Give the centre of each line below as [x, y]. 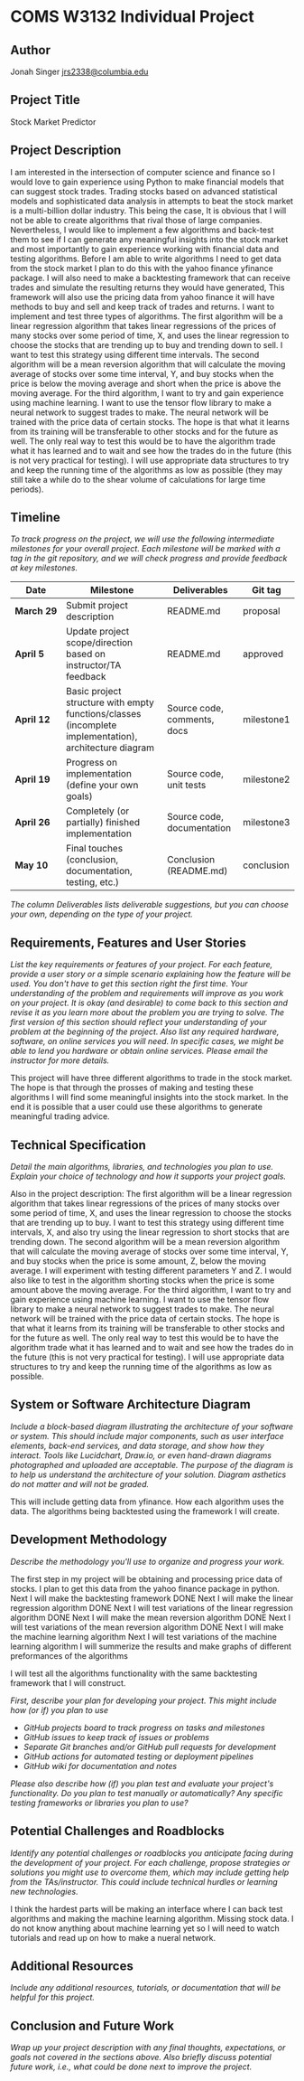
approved [263, 654]
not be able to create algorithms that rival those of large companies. [136, 220]
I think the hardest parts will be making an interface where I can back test [147, 1908]
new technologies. [45, 1891]
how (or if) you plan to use [60, 1709]
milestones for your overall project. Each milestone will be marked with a [145, 549]
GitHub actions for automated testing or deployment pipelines [138, 1756]
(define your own [102, 786]
